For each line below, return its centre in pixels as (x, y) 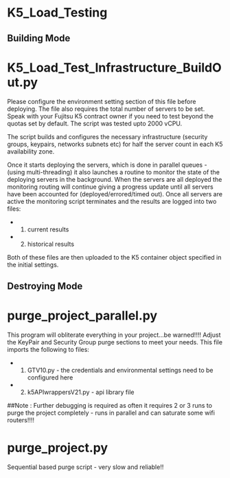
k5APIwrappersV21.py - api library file (81, 392)
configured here (50, 377)
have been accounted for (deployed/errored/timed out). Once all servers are (115, 194)
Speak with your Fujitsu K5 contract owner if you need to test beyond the (111, 116)
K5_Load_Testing (57, 13)
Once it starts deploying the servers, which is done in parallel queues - (107, 165)
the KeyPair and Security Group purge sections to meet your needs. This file (115, 342)
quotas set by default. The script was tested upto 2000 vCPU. (95, 123)
